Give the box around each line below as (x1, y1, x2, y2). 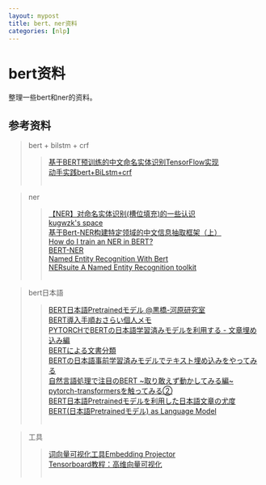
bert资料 (8, 64, 66, 83)
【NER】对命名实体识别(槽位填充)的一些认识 (48, 209, 196, 219)
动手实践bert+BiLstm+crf (48, 168, 133, 177)
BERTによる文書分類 (48, 346, 116, 355)
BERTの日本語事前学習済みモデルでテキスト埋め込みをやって (48, 355, 251, 365)
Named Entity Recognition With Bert (48, 254, 168, 264)
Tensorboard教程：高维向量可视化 (48, 459, 163, 470)
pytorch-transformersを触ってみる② (48, 386, 173, 396)
